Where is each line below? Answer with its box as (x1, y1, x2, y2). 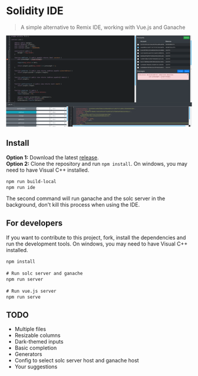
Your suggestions (14, 363, 58, 370)
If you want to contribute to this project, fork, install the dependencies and (6, 234, 186, 241)
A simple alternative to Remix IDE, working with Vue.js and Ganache (20, 24, 186, 31)
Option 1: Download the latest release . (6, 153, 99, 161)
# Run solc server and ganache (6, 270, 83, 276)
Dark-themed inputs (14, 338, 64, 345)
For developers (6, 218, 63, 228)
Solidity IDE (6, 4, 64, 18)
